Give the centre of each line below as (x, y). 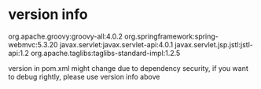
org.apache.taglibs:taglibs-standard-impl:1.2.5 (106, 53)
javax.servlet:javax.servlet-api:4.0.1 (116, 44)
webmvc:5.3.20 (33, 44)
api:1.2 (19, 53)
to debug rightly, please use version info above (84, 76)
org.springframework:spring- (171, 36)
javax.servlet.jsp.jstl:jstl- (214, 44)
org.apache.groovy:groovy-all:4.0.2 (66, 36)
